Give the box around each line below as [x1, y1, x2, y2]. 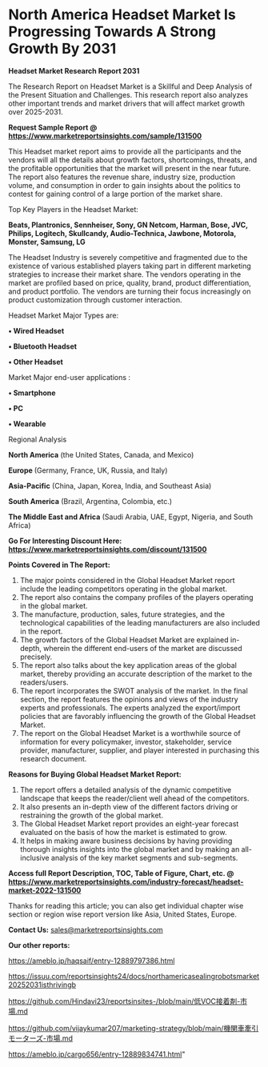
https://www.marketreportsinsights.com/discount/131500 [8, 544, 207, 553]
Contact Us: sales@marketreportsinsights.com [8, 925, 164, 934]
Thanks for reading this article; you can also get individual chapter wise [8, 901, 244, 910]
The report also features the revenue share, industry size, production [8, 172, 236, 182]
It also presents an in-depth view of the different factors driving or [19, 801, 238, 811]
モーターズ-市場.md [8, 1033, 74, 1043]
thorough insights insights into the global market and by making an [19, 844, 240, 853]
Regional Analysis [8, 434, 67, 444]
